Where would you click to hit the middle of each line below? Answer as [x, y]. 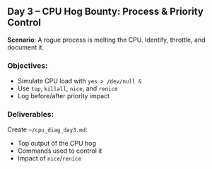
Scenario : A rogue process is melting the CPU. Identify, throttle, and [106, 40]
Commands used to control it [60, 151]
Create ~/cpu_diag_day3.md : [47, 129]
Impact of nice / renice [49, 158]
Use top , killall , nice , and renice [67, 88]
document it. [26, 47]
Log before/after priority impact [64, 96]
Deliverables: [31, 115]
